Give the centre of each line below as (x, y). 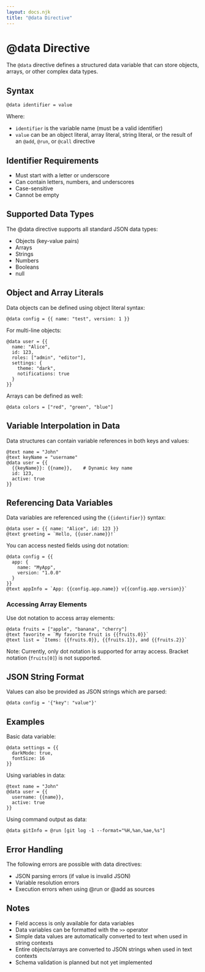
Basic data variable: (31, 736)
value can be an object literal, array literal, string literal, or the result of (104, 135)
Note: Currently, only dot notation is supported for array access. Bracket (97, 651)
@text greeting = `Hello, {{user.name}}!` (61, 534)
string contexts (34, 943)
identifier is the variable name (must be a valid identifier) (89, 128)
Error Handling (35, 850)
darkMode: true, (32, 753)
